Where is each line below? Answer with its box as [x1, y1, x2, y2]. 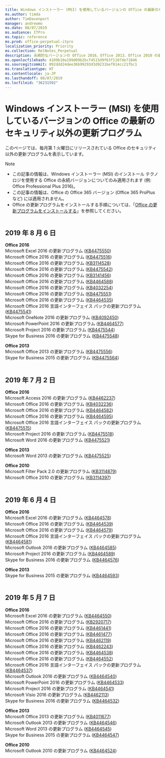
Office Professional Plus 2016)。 [12, 183, 78, 189]
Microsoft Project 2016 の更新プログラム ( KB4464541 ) [5, 685, 114, 691]
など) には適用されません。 [12, 195, 67, 202]
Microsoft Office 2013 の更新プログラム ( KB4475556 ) [5, 349, 113, 354]
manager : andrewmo [5, 21, 43, 26]
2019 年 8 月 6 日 [5, 229, 56, 237]
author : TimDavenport [5, 16, 50, 21]
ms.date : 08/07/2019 [5, 26, 48, 30]
